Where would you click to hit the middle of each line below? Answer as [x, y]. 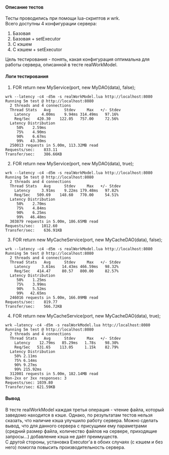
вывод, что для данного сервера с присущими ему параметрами [76, 426]
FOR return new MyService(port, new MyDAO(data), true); [73, 164]
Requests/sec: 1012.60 [31, 226]
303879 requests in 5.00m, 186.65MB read [54, 222]
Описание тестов [25, 7]
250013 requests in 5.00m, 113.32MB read [54, 146]
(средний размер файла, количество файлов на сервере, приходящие [81, 431]
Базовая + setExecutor [37, 39]
